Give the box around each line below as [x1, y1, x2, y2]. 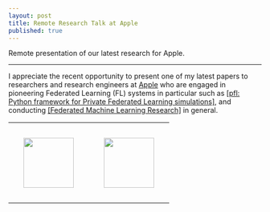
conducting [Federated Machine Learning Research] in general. [8, 106, 219, 115]
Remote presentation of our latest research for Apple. [8, 49, 185, 58]
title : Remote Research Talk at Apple [8, 19, 138, 27]
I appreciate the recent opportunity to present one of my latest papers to [8, 71, 248, 81]
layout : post [8, 11, 52, 20]
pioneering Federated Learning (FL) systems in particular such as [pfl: [8, 89, 240, 98]
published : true [8, 26, 63, 34]
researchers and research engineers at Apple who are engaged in [8, 80, 227, 90]
